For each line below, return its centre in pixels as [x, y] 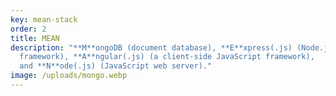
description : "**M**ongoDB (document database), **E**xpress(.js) [151, 47]
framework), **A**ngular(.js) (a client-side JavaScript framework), [167, 57]
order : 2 [28, 29]
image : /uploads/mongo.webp [69, 76]
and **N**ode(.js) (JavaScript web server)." [116, 66]
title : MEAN [35, 38]
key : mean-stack [44, 19]
